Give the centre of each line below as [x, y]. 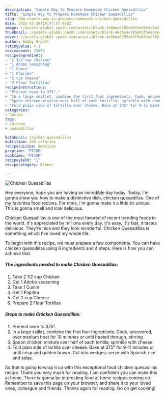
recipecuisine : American [30, 146]
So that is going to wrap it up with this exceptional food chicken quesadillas [81, 368]
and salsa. [23, 358]
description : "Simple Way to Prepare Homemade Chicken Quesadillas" [77, 10]
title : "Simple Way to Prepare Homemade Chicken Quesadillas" [70, 14]
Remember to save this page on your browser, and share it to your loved [78, 383]
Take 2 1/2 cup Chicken [36, 277]
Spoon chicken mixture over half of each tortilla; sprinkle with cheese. [83, 342]
